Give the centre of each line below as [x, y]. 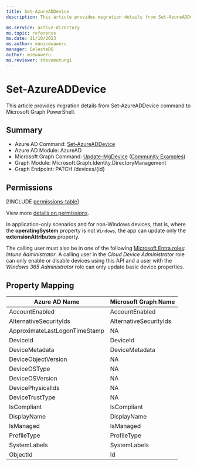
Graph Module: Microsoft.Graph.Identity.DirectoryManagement [90, 163]
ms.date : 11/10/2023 [31, 39]
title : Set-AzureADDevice [38, 11]
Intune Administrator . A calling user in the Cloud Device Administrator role [95, 254]
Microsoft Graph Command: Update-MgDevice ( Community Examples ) [100, 157]
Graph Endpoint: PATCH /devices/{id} [60, 169]
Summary [24, 130]
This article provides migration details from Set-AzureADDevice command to [98, 106]
